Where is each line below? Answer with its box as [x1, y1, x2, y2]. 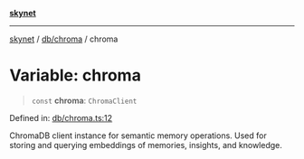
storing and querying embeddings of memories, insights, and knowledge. [9, 139, 283, 150]
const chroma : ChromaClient [31, 95, 138, 106]
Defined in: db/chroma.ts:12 [9, 112, 113, 123]
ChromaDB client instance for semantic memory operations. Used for [9, 130, 267, 141]
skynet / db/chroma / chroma [9, 33, 119, 44]
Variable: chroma [9, 65, 142, 86]
